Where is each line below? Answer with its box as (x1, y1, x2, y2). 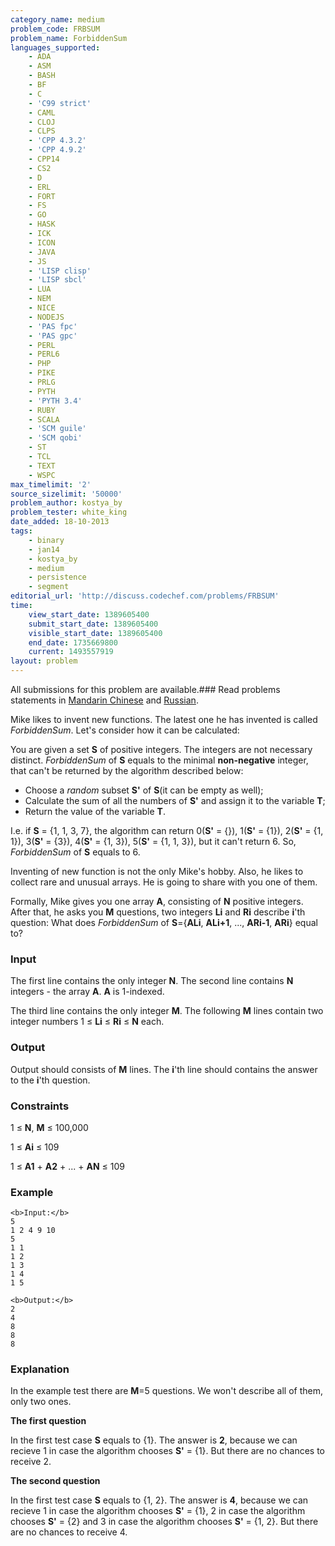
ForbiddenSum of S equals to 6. (10, 846, 141, 858)
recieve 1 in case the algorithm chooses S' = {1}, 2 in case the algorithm (10, 1505, 306, 1517)
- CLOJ (28, 117, 56, 127)
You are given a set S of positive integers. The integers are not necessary (10, 744, 313, 755)
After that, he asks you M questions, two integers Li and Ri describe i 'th (10, 906, 306, 918)
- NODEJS (28, 312, 65, 322)
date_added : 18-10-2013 (10, 517, 110, 527)
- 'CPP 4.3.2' (28, 136, 87, 146)
